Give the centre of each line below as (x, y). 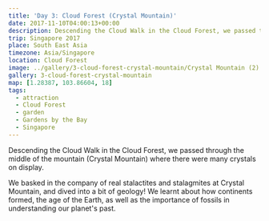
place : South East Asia (48, 46)
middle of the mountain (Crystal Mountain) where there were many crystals (132, 159)
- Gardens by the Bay (52, 120)
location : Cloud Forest (48, 61)
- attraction (37, 98)
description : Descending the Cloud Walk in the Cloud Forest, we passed (132, 30)
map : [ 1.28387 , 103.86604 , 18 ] (60, 82)
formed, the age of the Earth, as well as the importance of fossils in (119, 199)
